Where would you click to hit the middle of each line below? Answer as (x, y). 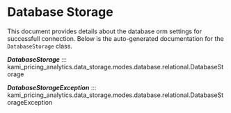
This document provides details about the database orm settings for (105, 31)
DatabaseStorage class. (40, 46)
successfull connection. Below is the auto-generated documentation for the (115, 38)
